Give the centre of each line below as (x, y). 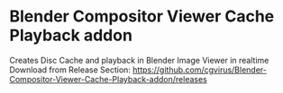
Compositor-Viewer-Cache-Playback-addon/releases (108, 79)
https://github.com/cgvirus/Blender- (200, 70)
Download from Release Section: (70, 70)
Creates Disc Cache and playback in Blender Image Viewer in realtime (139, 60)
